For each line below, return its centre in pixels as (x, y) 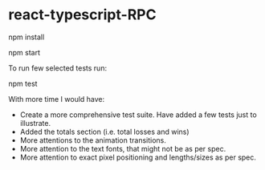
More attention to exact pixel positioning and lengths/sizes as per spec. (138, 157)
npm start (24, 52)
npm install (26, 37)
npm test (23, 83)
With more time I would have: (57, 99)
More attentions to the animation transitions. (93, 140)
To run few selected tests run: (57, 68)
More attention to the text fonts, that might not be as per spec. (123, 148)
